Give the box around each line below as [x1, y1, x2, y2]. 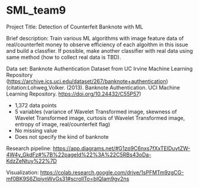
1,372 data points [14, 101, 57, 109]
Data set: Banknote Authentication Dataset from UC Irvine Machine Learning [6, 65, 193, 72]
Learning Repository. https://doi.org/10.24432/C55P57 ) [6, 90, 141, 97]
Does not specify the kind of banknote [14, 133, 109, 140]
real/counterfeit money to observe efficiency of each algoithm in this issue [6, 41, 188, 48]
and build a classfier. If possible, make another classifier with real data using [6, 47, 193, 54]
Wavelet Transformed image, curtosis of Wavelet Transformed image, [14, 114, 185, 122]
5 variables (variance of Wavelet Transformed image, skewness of [14, 108, 177, 115]
